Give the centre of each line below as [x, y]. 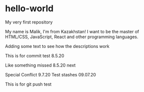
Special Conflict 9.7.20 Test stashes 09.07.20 [51, 74]
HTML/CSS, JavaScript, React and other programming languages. [72, 37]
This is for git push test [28, 84]
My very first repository [29, 22]
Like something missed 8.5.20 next [41, 65]
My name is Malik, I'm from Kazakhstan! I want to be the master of [72, 31]
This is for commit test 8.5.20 [35, 56]
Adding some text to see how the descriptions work [57, 46]
